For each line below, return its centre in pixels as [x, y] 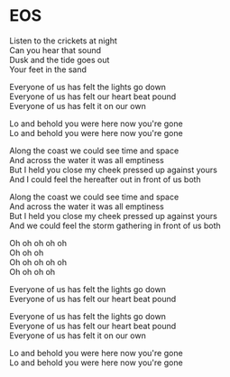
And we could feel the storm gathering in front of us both [115, 225]
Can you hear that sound [55, 50]
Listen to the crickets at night [63, 41]
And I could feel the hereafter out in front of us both [105, 179]
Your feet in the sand [48, 69]
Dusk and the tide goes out [60, 60]
